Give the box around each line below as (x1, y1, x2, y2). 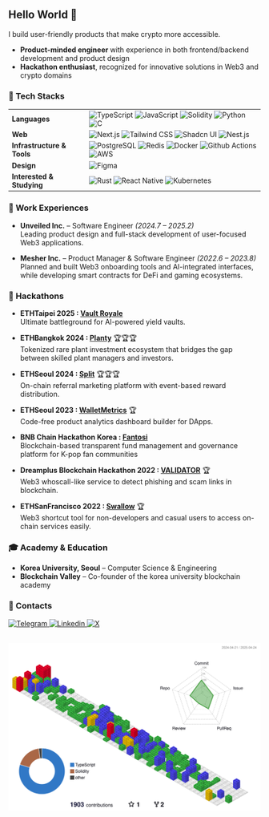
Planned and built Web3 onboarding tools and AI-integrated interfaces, (19, 261, 254, 271)
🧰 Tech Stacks (8, 90, 66, 101)
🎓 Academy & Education (8, 542, 108, 553)
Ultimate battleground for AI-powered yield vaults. (19, 317, 186, 326)
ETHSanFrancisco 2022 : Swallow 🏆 (19, 501, 146, 511)
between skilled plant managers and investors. (19, 353, 174, 362)
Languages (11, 114, 50, 124)
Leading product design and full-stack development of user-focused (19, 229, 247, 239)
